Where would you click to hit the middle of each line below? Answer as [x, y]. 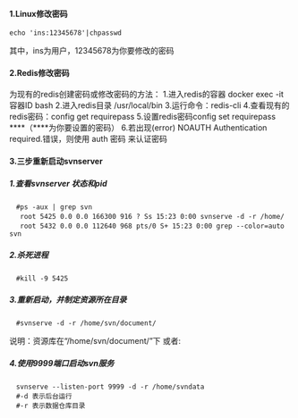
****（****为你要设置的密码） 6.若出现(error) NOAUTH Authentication [138, 128]
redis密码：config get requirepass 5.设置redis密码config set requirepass [142, 117]
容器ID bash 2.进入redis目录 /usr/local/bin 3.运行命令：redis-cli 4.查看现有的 [149, 105]
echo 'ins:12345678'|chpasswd [66, 33]
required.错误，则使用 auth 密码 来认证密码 [89, 139]
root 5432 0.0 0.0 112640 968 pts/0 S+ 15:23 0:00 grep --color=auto [152, 226]
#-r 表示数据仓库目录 [51, 405]
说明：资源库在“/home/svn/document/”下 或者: [95, 340]
